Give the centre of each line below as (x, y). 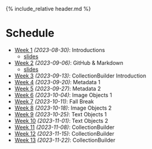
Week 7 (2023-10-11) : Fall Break (54, 101)
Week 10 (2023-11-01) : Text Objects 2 (61, 121)
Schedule (30, 33)
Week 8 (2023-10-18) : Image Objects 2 (63, 108)
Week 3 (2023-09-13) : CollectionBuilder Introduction (80, 76)
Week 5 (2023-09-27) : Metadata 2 (58, 88)
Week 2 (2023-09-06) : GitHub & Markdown (69, 62)
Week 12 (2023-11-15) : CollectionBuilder (64, 133)
